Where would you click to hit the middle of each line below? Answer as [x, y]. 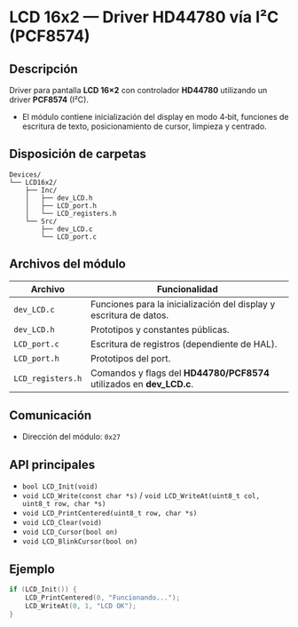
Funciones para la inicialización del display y [183, 304]
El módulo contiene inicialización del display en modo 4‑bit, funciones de [155, 117]
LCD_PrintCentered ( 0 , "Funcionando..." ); [102, 598]
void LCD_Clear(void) [62, 523]
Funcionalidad [188, 289]
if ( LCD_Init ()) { [43, 590]
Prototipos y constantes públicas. [160, 329]
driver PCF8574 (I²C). [49, 99]
